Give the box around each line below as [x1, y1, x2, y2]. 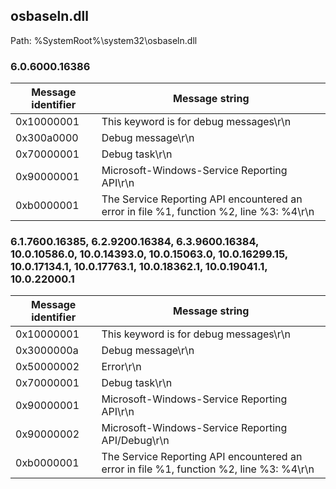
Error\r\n [101, 360, 142, 374]
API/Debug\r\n [101, 434, 170, 448]
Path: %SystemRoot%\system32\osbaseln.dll [10, 34, 198, 46]
